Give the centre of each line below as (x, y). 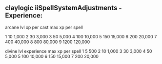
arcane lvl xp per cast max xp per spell (44, 27)
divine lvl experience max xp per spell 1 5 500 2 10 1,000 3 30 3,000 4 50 (79, 51)
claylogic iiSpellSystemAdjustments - (63, 8)
